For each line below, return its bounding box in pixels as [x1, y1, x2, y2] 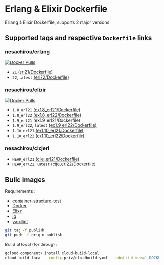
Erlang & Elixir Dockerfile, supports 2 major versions [5, 20, 110, 25]
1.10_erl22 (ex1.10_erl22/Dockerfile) [12, 133, 85, 139]
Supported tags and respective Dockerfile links [5, 34, 152, 42]
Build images [5, 175, 45, 183]
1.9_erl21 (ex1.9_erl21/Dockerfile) [12, 117, 81, 123]
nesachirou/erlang [5, 48, 50, 55]
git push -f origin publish [5, 232, 62, 237]
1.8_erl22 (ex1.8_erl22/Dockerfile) [12, 112, 82, 118]
